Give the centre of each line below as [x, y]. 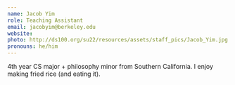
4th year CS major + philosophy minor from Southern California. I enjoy [110, 66]
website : [20, 33]
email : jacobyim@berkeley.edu [52, 27]
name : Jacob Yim [31, 14]
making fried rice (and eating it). [54, 74]
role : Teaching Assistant [45, 20]
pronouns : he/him [33, 46]
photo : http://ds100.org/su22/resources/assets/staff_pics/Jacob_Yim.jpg [118, 40]
